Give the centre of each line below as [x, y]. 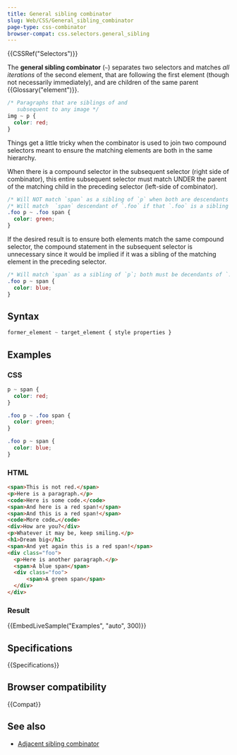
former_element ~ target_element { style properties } [90, 333]
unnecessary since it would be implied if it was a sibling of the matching [112, 254]
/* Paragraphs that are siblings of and [68, 103]
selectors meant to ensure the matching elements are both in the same [110, 150]
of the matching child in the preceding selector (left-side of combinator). [113, 186]
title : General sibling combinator [60, 14]
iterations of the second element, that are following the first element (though [118, 75]
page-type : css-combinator [47, 27]
